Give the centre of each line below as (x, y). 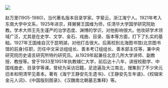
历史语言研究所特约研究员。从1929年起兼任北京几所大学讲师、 (82, 55)
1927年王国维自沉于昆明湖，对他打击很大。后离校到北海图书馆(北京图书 (87, 43)
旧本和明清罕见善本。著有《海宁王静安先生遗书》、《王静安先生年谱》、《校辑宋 (84, 74)
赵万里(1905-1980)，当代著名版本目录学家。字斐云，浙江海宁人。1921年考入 (83, 18)
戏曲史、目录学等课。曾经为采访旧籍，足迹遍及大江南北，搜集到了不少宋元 (86, 68)
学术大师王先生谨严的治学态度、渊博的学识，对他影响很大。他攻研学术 (86, 30)
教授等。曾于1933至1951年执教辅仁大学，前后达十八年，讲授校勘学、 (85, 61)
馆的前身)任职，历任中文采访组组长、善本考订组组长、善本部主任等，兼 (78, 49)
